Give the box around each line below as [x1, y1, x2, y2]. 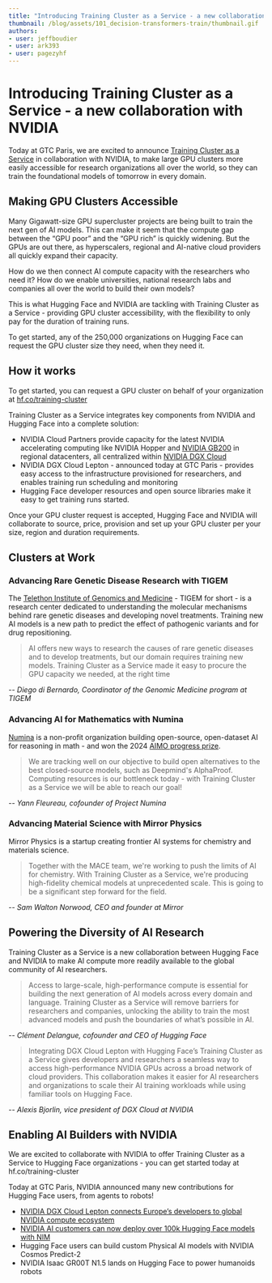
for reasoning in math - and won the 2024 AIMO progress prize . [8, 741, 221, 750]
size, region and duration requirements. [8, 527, 140, 537]
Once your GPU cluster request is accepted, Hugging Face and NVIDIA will [8, 510, 257, 520]
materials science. [8, 845, 70, 855]
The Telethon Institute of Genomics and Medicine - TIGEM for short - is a [8, 593, 253, 603]
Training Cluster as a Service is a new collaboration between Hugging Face [8, 947, 259, 957]
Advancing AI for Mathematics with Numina [8, 714, 184, 725]
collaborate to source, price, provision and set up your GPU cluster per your [8, 519, 261, 529]
